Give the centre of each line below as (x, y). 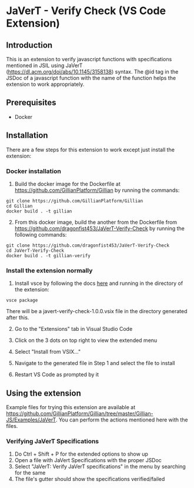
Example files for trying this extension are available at (71, 407)
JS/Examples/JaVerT (31, 420)
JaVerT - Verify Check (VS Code (86, 11)
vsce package (22, 301)
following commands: (41, 234)
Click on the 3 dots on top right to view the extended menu (86, 340)
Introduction (29, 45)
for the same (30, 473)
